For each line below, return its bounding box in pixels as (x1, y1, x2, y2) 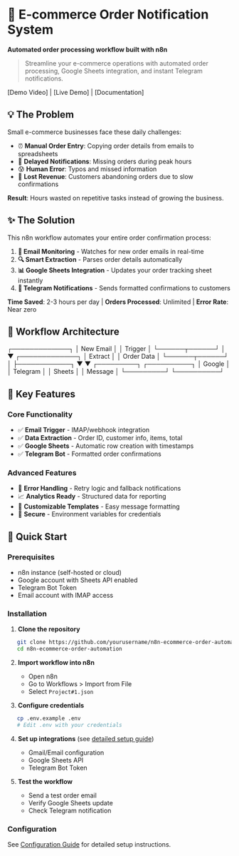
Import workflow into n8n (17, 658, 95, 667)
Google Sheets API (28, 755, 84, 764)
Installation (7, 608, 48, 618)
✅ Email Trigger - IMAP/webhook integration (17, 426, 150, 434)
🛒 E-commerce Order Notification (7, 6, 209, 23)
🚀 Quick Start (7, 531, 68, 543)
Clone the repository (17, 625, 80, 633)
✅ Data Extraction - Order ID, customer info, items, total (17, 434, 183, 442)
